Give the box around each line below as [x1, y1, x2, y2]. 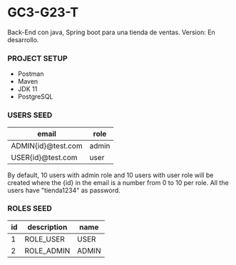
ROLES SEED [7, 204, 52, 214]
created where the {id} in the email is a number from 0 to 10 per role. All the [7, 178, 230, 186]
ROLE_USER [24, 234, 66, 244]
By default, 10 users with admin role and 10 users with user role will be [7, 171, 214, 179]
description [27, 222, 68, 232]
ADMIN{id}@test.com [11, 141, 83, 151]
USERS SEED [7, 110, 53, 120]
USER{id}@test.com [11, 152, 78, 162]
